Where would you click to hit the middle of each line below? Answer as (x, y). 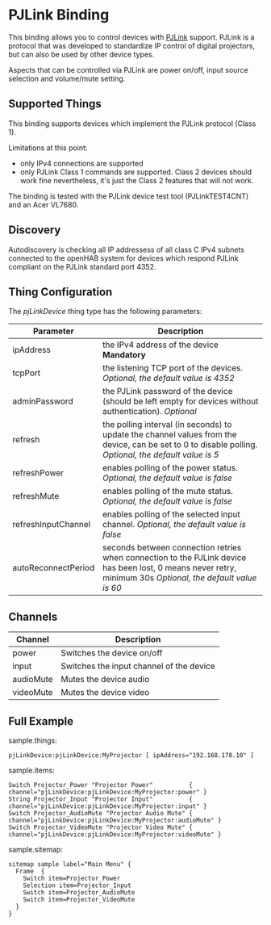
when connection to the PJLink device (174, 558)
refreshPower (38, 473)
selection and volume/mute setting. (67, 78)
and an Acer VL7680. (44, 204)
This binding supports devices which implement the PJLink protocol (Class (132, 123)
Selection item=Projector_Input (77, 885)
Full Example (41, 721)
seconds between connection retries (172, 548)
